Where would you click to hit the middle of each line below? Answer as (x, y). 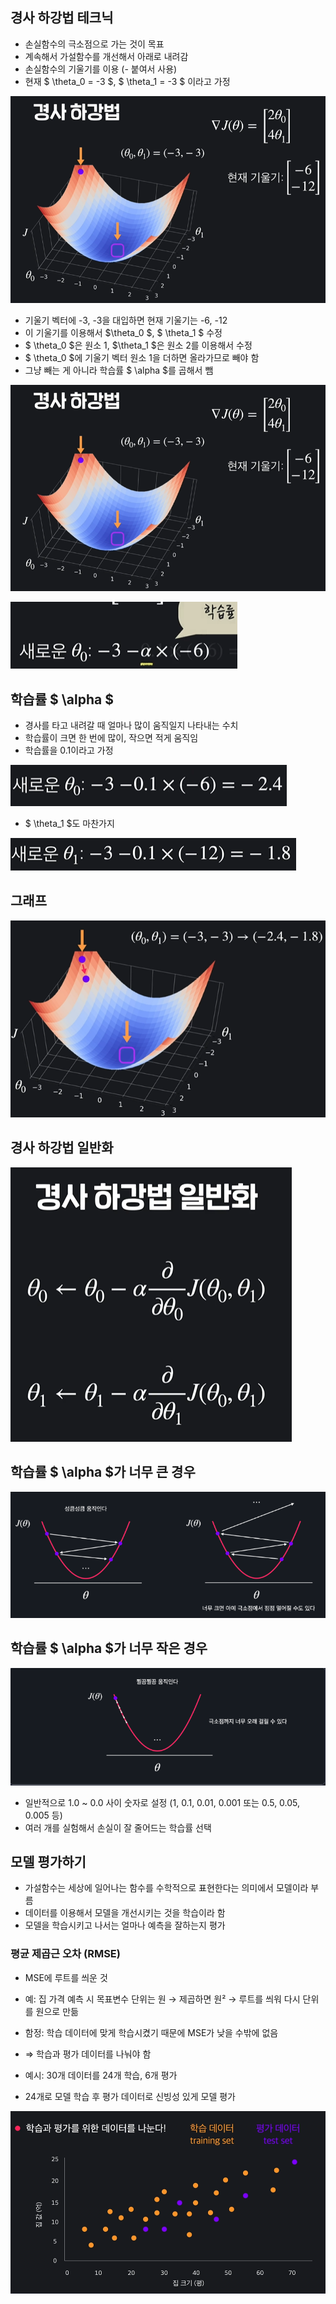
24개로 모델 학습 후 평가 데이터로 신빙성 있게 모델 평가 (130, 2096)
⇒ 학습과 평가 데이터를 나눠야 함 (88, 2054)
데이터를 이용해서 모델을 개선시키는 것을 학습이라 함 (125, 1913)
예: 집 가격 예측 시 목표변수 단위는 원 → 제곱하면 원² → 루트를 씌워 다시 (162, 1999)
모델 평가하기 (48, 1861)
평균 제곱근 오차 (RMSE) (65, 1954)
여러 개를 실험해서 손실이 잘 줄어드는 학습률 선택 (118, 1827)
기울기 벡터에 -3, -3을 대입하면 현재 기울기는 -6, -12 (126, 320)
